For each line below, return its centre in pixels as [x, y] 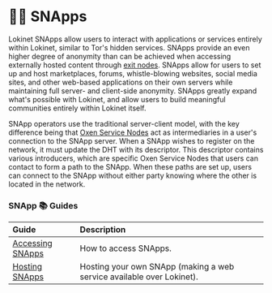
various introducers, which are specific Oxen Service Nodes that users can [134, 158]
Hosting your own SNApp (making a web [157, 267]
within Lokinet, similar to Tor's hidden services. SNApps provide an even [129, 47]
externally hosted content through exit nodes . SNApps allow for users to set [135, 65]
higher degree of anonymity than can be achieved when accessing [120, 56]
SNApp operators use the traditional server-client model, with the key [124, 123]
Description [103, 230]
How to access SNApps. [126, 248]
